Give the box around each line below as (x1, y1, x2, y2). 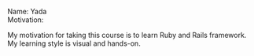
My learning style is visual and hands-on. (7, 39, 141, 48)
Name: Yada (7, 7, 47, 16)
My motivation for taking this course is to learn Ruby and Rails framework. (7, 31, 247, 39)
